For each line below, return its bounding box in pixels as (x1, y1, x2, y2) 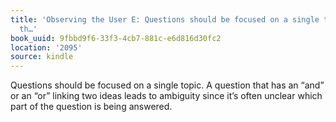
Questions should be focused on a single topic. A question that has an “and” (10, 79, 325, 91)
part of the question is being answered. (10, 101, 173, 113)
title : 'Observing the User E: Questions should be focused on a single (10, 14, 320, 25)
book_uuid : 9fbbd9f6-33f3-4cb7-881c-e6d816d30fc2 (10, 33, 222, 43)
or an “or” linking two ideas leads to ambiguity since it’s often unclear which (10, 90, 323, 102)
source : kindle (10, 52, 74, 62)
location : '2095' (10, 42, 83, 53)
